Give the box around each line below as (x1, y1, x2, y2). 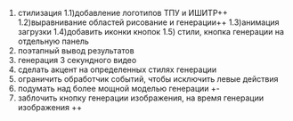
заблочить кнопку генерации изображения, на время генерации (17, 93, 265, 103)
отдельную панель (17, 36, 89, 46)
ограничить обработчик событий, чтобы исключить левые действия (17, 74, 279, 84)
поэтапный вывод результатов (17, 45, 135, 56)
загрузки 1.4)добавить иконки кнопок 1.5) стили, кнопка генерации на (17, 27, 285, 36)
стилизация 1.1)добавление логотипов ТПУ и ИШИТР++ (17, 8, 229, 18)
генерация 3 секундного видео (17, 55, 137, 65)
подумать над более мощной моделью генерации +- (17, 84, 221, 93)
